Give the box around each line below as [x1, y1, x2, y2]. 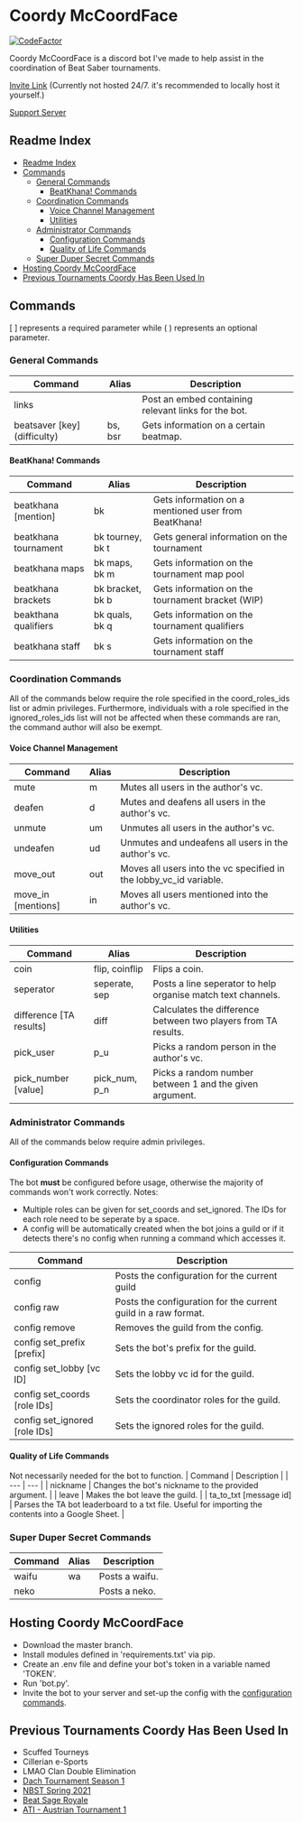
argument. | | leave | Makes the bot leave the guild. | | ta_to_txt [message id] [9, 1490, 292, 1501]
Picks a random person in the [152, 1040, 277, 1052]
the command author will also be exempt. [9, 722, 163, 733]
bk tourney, [93, 531, 142, 543]
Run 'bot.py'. [22, 1678, 70, 1689]
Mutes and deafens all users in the [120, 795, 266, 808]
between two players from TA [152, 1014, 278, 1027]
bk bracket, [93, 583, 142, 596]
